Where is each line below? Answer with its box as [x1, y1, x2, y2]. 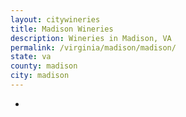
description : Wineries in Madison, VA [10, 33, 172, 43]
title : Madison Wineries [10, 24, 114, 34]
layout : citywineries [10, 14, 101, 25]
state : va [10, 52, 52, 62]
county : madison [10, 61, 78, 71]
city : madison [10, 71, 70, 81]
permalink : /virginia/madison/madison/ [10, 42, 177, 53]
